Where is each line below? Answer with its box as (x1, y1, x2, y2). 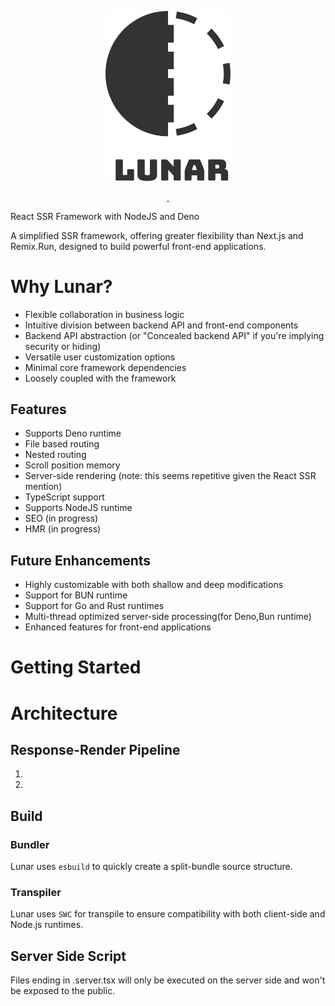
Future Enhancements (10, 552, 152, 569)
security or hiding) (24, 340, 102, 352)
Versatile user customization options (24, 351, 176, 363)
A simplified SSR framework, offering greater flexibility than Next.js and (10, 229, 304, 241)
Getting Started (10, 656, 142, 679)
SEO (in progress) (24, 512, 99, 525)
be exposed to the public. (10, 985, 116, 997)
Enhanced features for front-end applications (24, 621, 212, 633)
